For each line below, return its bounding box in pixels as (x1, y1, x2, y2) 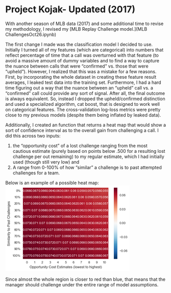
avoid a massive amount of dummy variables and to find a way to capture (5, 57, 160, 63)
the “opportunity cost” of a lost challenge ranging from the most (12, 142, 148, 149)
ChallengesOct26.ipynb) (5, 31, 57, 37)
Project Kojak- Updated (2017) (5, 4, 136, 15)
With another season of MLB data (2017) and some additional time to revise (5, 20, 164, 27)
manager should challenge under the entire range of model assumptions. (5, 281, 159, 287)
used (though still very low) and (12, 159, 80, 165)
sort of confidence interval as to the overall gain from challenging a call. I (5, 127, 159, 133)
